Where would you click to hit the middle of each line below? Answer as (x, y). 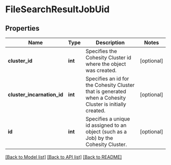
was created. (101, 70)
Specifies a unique (108, 119)
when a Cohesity (106, 98)
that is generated (106, 91)
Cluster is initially (106, 104)
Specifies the (101, 51)
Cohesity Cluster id (108, 57)
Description (110, 43)
